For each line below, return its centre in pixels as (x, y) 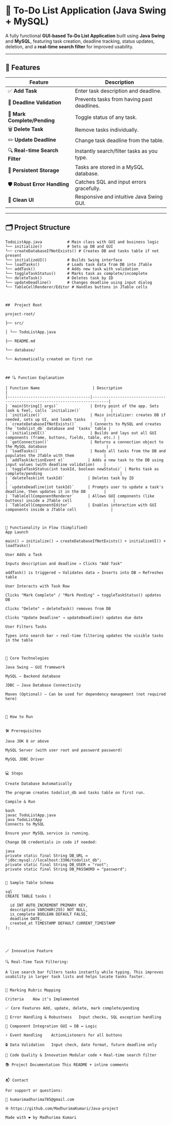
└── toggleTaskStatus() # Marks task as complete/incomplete (76, 273)
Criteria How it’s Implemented (42, 999)
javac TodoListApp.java (31, 815)
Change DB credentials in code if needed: (51, 842)
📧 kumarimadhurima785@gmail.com (40, 1099)
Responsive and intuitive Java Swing (119, 197)
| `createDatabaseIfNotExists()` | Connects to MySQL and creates (83, 424)
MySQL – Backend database (33, 676)
